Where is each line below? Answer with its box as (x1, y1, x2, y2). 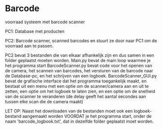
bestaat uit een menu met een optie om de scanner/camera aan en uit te (5, 83, 149, 89)
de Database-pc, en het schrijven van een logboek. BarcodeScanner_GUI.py (5, 73, 157, 79)
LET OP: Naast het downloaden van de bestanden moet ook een (5, 108, 133, 114)
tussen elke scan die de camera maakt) (5, 98, 84, 104)
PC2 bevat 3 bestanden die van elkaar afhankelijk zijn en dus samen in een (5, 52, 154, 58)
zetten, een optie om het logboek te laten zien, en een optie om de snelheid (5, 88, 156, 94)
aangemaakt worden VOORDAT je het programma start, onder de (22, 113, 152, 119)
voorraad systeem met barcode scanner (5, 19, 85, 25)
